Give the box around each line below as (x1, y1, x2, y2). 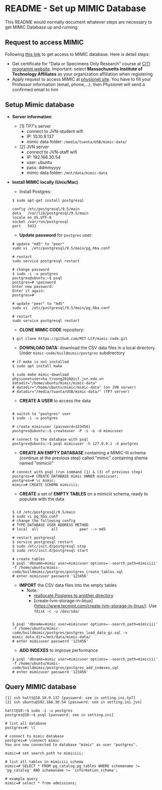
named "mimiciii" (19, 460, 54, 466)
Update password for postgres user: (19, 232, 93, 238)
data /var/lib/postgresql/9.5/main (12, 210, 89, 216)
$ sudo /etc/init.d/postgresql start (12, 548, 89, 553)
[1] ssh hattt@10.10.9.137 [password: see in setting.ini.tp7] (5, 696, 136, 700)
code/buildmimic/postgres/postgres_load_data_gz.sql (12, 630, 121, 635)
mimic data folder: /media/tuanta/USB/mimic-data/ (26, 138, 127, 144)
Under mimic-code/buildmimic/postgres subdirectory (19, 350, 125, 356)
